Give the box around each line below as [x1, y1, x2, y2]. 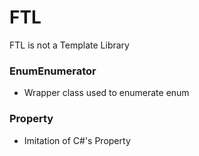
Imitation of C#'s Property [23, 134, 131, 146]
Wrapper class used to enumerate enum [23, 87, 190, 99]
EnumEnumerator [9, 64, 97, 78]
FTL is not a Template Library [9, 39, 130, 51]
